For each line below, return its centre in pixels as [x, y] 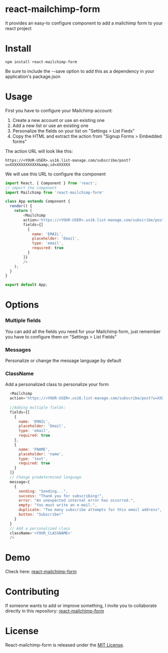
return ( [23, 211]
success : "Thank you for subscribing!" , [61, 496]
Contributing [32, 592]
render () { [21, 206]
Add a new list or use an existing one [50, 125]
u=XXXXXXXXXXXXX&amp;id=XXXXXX [38, 164]
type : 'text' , [33, 458]
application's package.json [33, 76]
